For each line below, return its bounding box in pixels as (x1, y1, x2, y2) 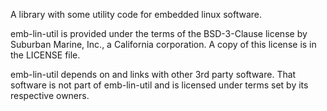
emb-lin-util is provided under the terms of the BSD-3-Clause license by (10, 28, 308, 39)
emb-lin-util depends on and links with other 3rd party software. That (10, 69, 297, 80)
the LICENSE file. (10, 49, 81, 61)
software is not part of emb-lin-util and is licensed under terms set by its (10, 79, 309, 91)
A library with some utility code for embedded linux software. (10, 9, 263, 20)
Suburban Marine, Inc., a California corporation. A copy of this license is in (10, 39, 317, 50)
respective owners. (10, 90, 90, 101)
